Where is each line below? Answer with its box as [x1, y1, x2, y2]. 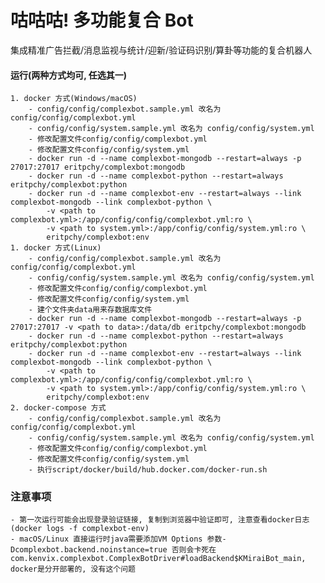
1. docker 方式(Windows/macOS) [10, 94, 138, 104]
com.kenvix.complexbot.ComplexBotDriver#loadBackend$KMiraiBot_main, [10, 554, 307, 564]
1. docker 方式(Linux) [10, 243, 102, 253]
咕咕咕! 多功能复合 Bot [10, 9, 194, 32]
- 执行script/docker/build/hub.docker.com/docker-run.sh [28, 465, 268, 475]
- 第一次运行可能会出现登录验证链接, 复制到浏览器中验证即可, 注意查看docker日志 [10, 515, 310, 525]
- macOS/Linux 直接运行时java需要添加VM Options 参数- [10, 534, 227, 545]
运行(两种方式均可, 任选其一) [10, 69, 128, 81]
